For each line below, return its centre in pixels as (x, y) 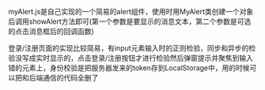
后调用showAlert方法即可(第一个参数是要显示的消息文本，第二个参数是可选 (130, 21)
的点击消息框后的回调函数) (51, 31)
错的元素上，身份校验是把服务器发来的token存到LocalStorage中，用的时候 (129, 68)
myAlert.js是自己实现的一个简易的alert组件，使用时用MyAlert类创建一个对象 (131, 11)
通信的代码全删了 (70, 78)
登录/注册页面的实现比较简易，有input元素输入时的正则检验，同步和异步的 (129, 48)
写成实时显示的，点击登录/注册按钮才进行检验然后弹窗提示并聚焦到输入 (138, 58)
